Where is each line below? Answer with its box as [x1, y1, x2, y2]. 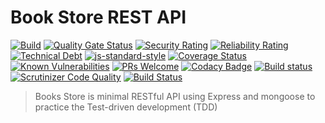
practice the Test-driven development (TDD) [34, 101, 218, 113]
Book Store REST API [10, 6, 187, 29]
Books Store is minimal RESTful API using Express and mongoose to [34, 90, 316, 102]
